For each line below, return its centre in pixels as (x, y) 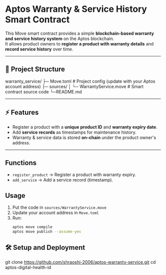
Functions (21, 162)
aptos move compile (32, 227)
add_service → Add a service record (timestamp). (63, 180)
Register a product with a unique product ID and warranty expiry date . (85, 127)
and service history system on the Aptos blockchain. (60, 39)
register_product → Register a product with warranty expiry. (74, 175)
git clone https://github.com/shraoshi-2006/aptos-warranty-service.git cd (81, 262)
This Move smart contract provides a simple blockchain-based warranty (80, 33)
